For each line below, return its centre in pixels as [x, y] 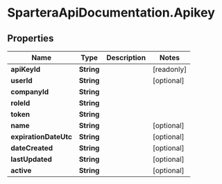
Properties [31, 38]
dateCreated [32, 148]
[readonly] [170, 69]
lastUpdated [31, 159]
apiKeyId [26, 69]
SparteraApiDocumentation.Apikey [111, 13]
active [21, 171]
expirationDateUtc [42, 137]
